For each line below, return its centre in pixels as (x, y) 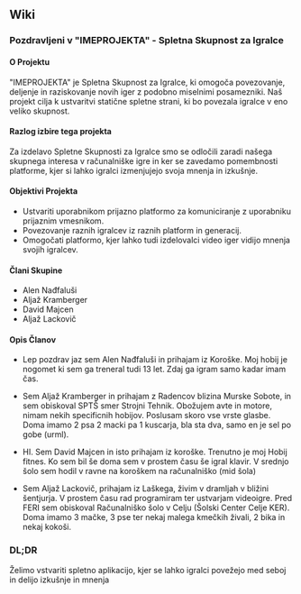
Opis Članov (33, 339)
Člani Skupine (36, 270)
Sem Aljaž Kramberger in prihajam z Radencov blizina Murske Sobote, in (156, 397)
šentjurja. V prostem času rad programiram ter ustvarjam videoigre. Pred (157, 498)
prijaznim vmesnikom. (63, 221)
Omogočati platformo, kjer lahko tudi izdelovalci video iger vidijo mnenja (156, 240)
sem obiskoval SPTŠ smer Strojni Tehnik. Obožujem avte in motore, (147, 406)
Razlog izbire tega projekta (61, 132)
